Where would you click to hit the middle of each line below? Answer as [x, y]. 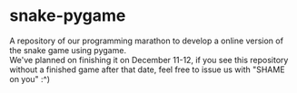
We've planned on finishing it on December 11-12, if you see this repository [149, 60]
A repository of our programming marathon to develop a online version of [147, 41]
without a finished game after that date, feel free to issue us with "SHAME [147, 70]
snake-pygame [68, 16]
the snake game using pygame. [68, 50]
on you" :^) [30, 79]
